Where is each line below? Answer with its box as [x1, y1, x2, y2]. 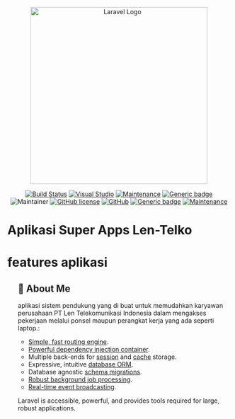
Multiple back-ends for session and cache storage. [28, 352, 177, 361]
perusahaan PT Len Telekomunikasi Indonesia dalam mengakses [17, 309, 207, 318]
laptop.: [17, 324, 40, 333]
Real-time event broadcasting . [28, 383, 117, 391]
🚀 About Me [17, 282, 71, 294]
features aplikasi [7, 255, 108, 270]
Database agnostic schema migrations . [28, 368, 142, 377]
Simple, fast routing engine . [28, 338, 109, 346]
